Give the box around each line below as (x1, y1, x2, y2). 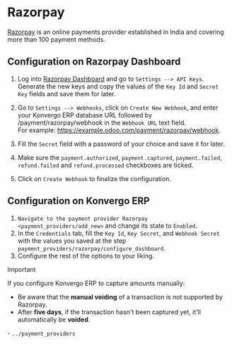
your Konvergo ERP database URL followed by (17, 110, 153, 119)
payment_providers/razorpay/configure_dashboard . (17, 243, 166, 252)
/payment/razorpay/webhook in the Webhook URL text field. (17, 118, 186, 127)
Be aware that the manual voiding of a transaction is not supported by (17, 292, 223, 301)
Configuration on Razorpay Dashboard (7, 56, 181, 68)
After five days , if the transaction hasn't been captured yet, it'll (17, 307, 202, 316)
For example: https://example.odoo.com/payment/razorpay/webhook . (17, 125, 221, 134)
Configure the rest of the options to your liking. (17, 251, 154, 260)
